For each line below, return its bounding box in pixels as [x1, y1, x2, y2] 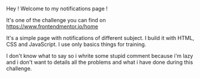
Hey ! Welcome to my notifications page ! [6, 5, 108, 12]
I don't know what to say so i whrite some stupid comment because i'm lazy [6, 52, 193, 59]
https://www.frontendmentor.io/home [6, 23, 99, 30]
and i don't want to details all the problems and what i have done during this [6, 59, 193, 65]
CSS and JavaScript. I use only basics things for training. [6, 41, 147, 48]
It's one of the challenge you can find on [6, 17, 106, 23]
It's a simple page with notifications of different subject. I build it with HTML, [6, 35, 195, 41]
